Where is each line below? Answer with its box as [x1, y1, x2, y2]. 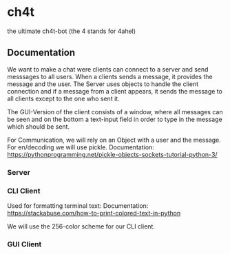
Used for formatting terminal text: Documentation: [7, 201, 149, 210]
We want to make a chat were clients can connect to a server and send [7, 65, 209, 73]
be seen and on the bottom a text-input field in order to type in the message [7, 115, 222, 123]
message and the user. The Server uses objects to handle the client [7, 80, 199, 88]
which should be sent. [7, 122, 70, 131]
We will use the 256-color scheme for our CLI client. [7, 222, 155, 231]
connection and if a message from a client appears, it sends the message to [7, 87, 222, 95]
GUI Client [7, 239, 42, 248]
